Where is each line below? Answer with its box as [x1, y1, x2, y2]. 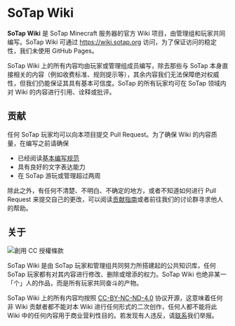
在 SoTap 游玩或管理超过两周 [17, 171, 101, 179]
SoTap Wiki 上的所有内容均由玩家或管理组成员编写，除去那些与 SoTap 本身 [7, 61, 222, 69]
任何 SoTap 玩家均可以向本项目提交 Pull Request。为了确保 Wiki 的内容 [7, 130, 212, 138]
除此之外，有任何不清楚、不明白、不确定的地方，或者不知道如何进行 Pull [7, 186, 216, 194]
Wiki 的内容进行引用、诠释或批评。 [15, 88, 116, 96]
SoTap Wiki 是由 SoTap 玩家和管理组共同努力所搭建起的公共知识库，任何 [7, 261, 216, 269]
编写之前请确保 [25, 139, 69, 147]
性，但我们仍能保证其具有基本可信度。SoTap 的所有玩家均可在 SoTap [7, 79, 207, 87]
